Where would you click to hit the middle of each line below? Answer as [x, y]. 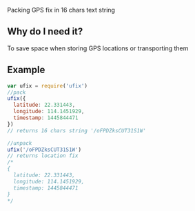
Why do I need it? [45, 31]
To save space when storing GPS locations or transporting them [98, 48]
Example [26, 70]
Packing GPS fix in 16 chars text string [61, 10]
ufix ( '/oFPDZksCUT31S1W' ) [44, 150]
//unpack [20, 143]
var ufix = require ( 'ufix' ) [48, 86]
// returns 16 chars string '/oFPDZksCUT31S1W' [77, 130]
